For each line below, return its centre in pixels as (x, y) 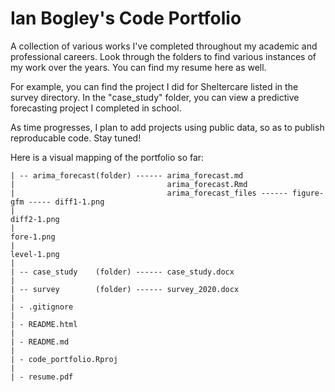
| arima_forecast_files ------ (149, 193)
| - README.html (44, 324)
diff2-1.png (35, 219)
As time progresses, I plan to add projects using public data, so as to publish (167, 127)
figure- (308, 193)
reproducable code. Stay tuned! (76, 138)
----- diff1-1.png (66, 202)
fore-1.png (33, 237)
